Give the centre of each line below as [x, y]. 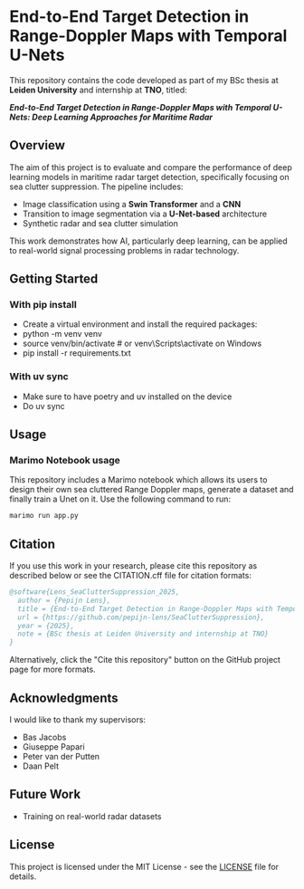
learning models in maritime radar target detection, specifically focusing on [149, 177]
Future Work [45, 794]
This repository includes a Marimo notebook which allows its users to [138, 480]
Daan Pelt [41, 766]
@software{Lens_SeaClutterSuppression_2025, [95, 592]
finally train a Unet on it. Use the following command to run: [120, 499]
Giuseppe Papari [53, 747]
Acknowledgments [64, 698]
